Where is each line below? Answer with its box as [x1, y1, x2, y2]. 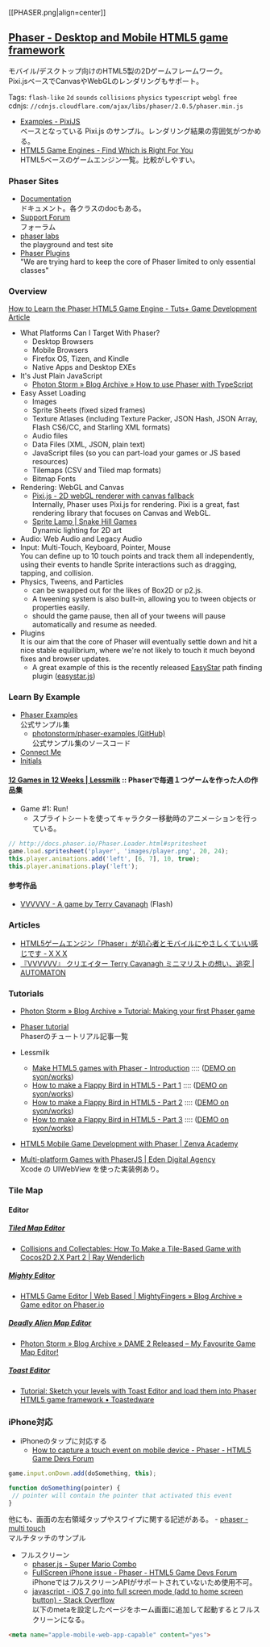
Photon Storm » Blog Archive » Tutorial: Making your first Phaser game [19, 1006, 255, 1016]
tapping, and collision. [19, 568, 94, 578]
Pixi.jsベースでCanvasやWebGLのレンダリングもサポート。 [8, 76, 204, 86]
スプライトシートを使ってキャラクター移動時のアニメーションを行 [31, 813, 251, 823]
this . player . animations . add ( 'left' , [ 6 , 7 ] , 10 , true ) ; [8, 854, 200, 863]
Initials [19, 756, 42, 765]
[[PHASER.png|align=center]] [8, 8, 106, 17]
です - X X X [27, 949, 68, 958]
